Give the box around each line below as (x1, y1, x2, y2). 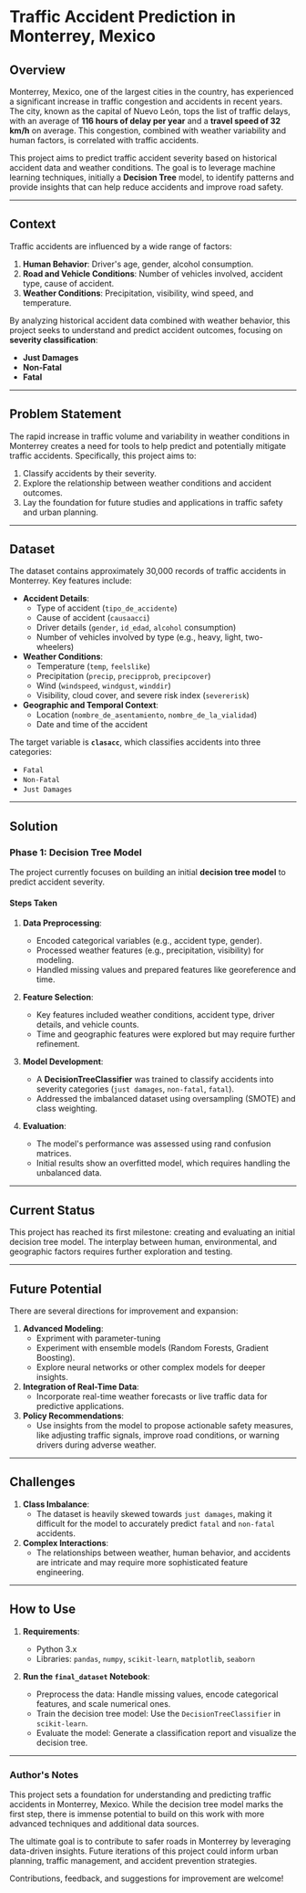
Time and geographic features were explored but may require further (36, 1029, 296, 1040)
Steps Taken (9, 897, 57, 908)
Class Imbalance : (22, 1499, 90, 1510)
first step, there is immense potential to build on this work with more (9, 1808, 265, 1819)
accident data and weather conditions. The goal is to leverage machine (9, 162, 276, 173)
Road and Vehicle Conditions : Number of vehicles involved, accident (22, 267, 284, 279)
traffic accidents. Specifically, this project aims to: (9, 450, 198, 461)
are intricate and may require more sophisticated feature (36, 1556, 249, 1567)
